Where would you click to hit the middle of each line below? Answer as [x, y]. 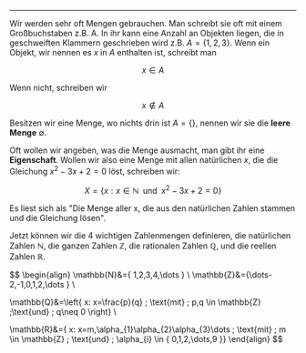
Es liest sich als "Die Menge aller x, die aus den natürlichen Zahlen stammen [153, 208]
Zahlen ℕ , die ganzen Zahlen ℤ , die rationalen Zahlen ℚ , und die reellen [143, 246]
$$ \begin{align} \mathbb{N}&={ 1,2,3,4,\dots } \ [100, 275]
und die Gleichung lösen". [58, 218]
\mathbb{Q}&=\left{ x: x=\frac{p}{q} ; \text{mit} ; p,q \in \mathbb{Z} [135, 302]
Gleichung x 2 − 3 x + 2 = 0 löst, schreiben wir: [95, 171]
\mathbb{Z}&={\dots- [232, 275]
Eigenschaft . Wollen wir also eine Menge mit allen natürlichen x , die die [144, 160]
